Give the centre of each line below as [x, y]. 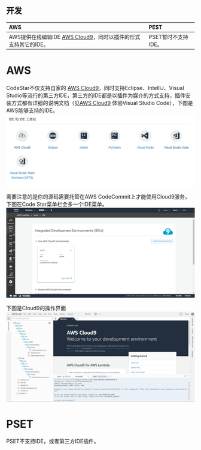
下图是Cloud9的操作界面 [36, 308]
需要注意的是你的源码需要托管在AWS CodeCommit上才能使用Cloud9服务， [98, 196]
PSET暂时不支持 [168, 37]
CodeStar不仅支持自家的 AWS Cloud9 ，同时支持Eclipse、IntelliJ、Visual [95, 88]
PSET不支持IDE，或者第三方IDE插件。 [53, 441]
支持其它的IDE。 [29, 44]
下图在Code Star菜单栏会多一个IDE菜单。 [57, 204]
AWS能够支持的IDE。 [32, 110]
